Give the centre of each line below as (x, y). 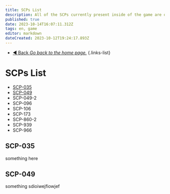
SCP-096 (22, 103)
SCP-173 (22, 114)
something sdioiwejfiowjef (33, 186)
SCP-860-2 (25, 119)
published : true (22, 19)
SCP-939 (22, 125)
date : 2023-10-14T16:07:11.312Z (39, 24)
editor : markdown (24, 33)
